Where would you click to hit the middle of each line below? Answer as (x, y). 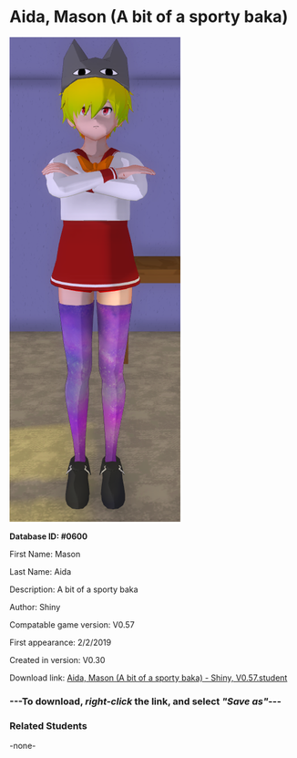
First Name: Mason (45, 554)
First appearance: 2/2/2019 (61, 642)
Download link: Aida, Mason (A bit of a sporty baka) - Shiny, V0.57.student (148, 678)
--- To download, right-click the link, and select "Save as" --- (146, 701)
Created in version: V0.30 (57, 659)
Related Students (49, 725)
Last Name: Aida (41, 571)
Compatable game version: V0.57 (72, 624)
